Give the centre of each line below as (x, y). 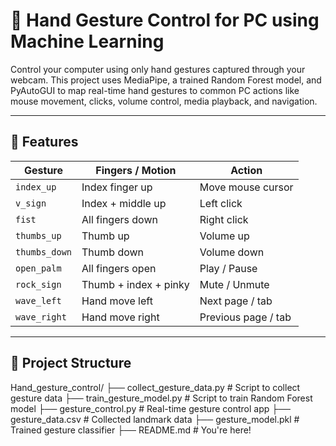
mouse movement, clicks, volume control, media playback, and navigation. (164, 101)
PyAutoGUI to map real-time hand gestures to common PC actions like (155, 90)
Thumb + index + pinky (135, 284)
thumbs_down (44, 252)
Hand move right (120, 317)
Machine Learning (87, 41)
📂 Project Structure (71, 363)
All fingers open (119, 268)
